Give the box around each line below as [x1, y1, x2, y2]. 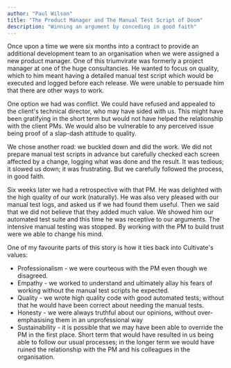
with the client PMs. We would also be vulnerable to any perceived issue [7, 122, 214, 131]
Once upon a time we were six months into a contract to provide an [7, 42, 199, 51]
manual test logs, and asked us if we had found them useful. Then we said [7, 201, 220, 209]
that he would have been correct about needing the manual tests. [17, 301, 205, 310]
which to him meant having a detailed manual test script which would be [7, 72, 214, 80]
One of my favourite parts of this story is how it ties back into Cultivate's [7, 244, 214, 252]
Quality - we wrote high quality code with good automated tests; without [17, 294, 224, 302]
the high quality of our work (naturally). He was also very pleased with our [7, 193, 219, 201]
